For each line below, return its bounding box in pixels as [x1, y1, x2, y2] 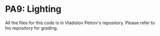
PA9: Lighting [5, 3, 62, 15]
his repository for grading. [5, 25, 58, 31]
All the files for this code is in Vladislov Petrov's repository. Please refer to [5, 20, 155, 26]
